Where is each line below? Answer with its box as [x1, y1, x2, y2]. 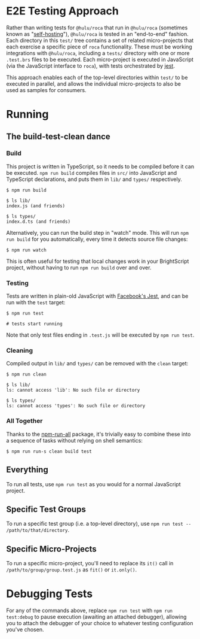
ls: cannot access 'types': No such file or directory [6, 403, 146, 409]
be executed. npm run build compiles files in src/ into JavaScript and [6, 169, 177, 176]
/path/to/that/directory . [6, 526, 70, 534]
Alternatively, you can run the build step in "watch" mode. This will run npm [6, 229, 189, 236]
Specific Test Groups [6, 504, 87, 514]
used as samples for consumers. [6, 86, 87, 93]
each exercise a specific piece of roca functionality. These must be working [6, 43, 192, 50]
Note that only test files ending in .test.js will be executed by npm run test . [6, 331, 195, 339]
